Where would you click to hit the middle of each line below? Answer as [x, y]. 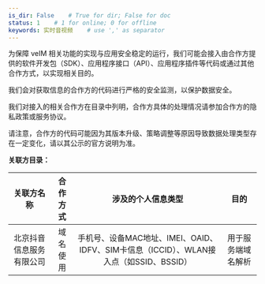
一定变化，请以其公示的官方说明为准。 [77, 144]
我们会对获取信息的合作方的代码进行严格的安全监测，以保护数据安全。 [122, 90]
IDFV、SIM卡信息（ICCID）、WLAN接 [148, 250]
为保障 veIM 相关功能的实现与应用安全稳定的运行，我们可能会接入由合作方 [129, 54]
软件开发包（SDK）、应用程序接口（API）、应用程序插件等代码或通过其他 [138, 63]
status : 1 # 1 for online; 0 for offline [82, 23]
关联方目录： [29, 160]
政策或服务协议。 [43, 117]
